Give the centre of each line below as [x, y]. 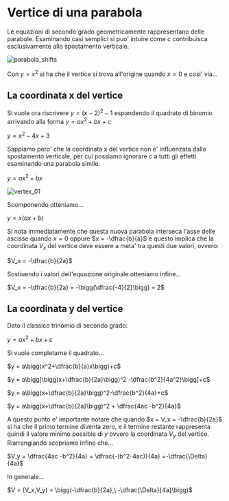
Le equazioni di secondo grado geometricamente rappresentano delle [106, 32]
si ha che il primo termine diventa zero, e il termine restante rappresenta [109, 427]
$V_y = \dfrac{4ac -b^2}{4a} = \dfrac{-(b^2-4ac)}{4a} [84, 456]
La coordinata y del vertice [65, 309]
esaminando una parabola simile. [54, 164]
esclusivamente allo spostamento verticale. [68, 46]
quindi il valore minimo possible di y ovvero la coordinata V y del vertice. [108, 435]
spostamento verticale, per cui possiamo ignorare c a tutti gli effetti [102, 156]
